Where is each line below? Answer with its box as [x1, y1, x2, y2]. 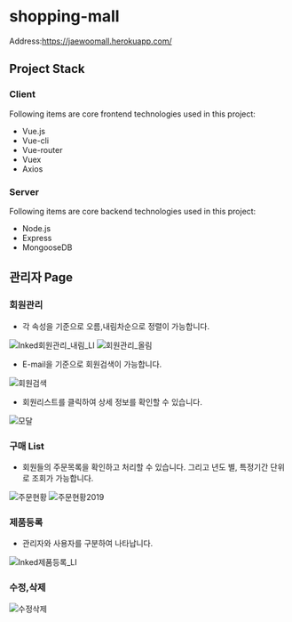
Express [21, 232, 52, 243]
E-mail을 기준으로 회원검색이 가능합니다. [21, 359, 162, 369]
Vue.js [21, 125, 46, 136]
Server [9, 185, 40, 198]
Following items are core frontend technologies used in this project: [9, 109, 256, 119]
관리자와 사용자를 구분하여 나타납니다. [21, 538, 154, 549]
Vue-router [21, 144, 63, 155]
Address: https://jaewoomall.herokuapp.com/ [9, 36, 173, 46]
